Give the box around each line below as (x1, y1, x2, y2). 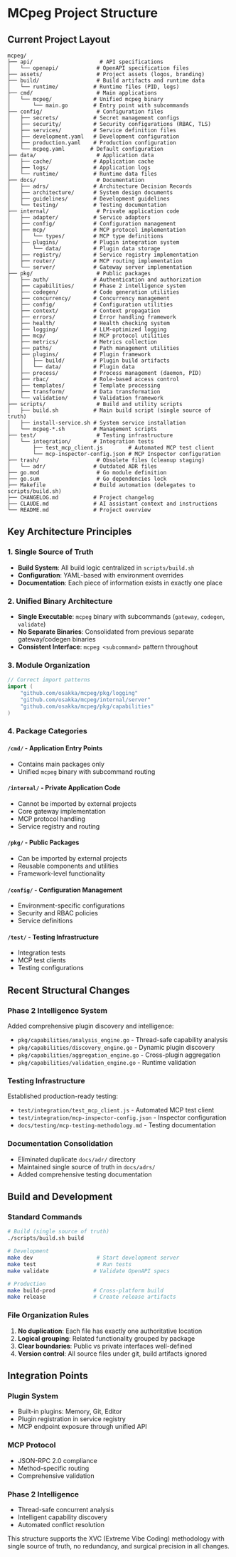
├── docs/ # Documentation (7, 176, 144, 184)
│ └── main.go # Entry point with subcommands (7, 102, 190, 109)
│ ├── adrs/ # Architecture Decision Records (7, 183, 193, 190)
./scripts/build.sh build (7, 1235, 84, 1242)
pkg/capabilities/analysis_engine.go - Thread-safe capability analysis (17, 1036, 228, 1044)
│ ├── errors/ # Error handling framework (7, 314, 176, 321)
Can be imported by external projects (17, 854, 127, 863)
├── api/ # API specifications (7, 58, 163, 65)
